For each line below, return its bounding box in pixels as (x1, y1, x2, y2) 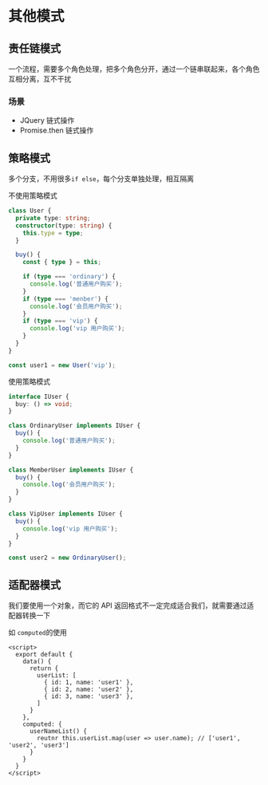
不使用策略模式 (8, 191, 57, 200)
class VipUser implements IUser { (8, 510, 124, 519)
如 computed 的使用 (8, 628, 68, 637)
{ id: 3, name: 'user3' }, (43, 692, 134, 700)
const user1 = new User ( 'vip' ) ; (8, 361, 116, 369)
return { (29, 665, 59, 673)
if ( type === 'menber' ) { (22, 294, 109, 303)
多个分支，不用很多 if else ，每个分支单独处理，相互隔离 (8, 174, 195, 183)
